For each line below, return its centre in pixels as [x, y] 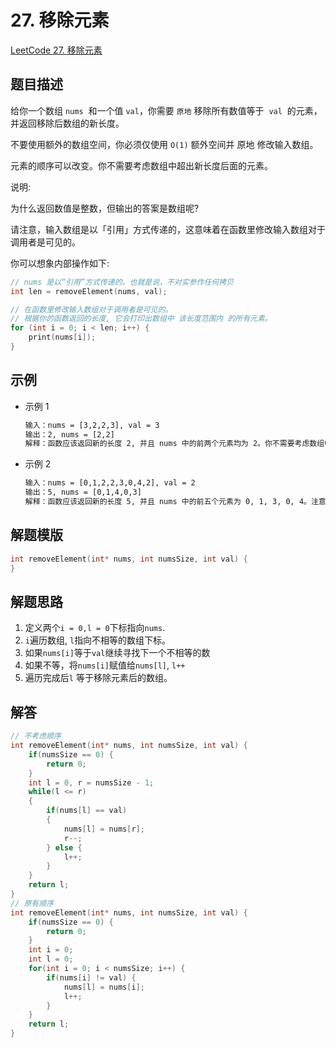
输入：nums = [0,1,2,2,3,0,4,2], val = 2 [110, 483]
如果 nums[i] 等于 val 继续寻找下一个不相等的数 [117, 653]
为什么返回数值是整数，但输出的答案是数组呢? [105, 208]
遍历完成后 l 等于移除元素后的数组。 [98, 678]
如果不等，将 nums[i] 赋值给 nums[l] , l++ [105, 665]
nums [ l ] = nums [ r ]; [104, 829]
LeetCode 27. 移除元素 [56, 50]
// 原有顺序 [32, 903]
